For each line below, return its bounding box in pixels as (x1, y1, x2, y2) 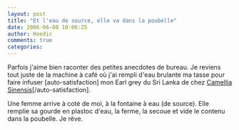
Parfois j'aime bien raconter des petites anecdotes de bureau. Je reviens (7, 63, 221, 71)
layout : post (7, 10, 46, 18)
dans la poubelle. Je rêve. (7, 114, 83, 123)
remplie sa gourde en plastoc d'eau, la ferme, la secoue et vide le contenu (7, 107, 225, 115)
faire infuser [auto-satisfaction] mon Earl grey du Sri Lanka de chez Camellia (7, 78, 233, 86)
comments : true (7, 37, 53, 44)
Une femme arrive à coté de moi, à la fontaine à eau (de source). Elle (7, 99, 209, 107)
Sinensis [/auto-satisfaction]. (7, 86, 91, 94)
